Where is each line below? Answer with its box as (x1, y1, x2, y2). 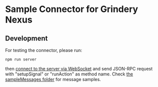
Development (5, 34, 48, 42)
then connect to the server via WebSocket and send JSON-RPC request (5, 66, 153, 71)
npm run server (5, 57, 37, 62)
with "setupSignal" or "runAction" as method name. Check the (5, 71, 134, 77)
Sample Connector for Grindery (5, 3, 139, 15)
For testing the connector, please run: (5, 47, 82, 53)
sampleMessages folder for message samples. (5, 76, 101, 82)
